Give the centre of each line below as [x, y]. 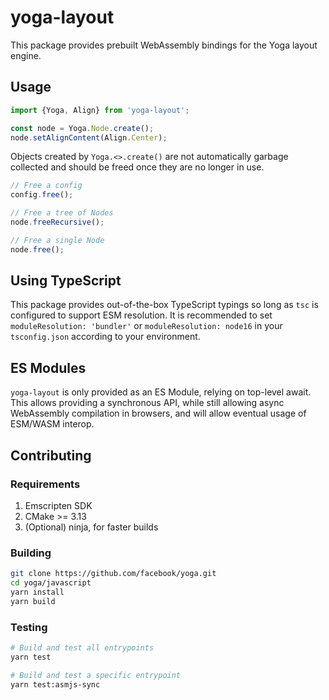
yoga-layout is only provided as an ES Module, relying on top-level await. [161, 392]
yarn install [37, 592]
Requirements [45, 484]
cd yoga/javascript [51, 583]
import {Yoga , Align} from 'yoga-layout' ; [100, 110]
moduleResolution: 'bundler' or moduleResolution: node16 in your [146, 326]
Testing [29, 627]
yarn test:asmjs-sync [55, 684]
